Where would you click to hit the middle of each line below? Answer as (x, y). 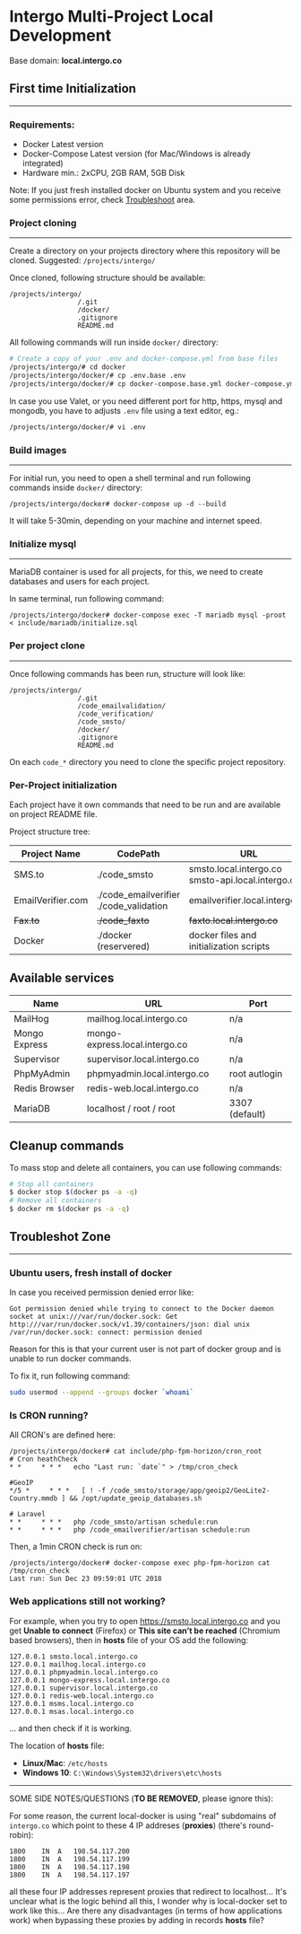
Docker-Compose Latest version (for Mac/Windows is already (136, 154)
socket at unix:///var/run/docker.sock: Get (94, 1317)
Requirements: (42, 125)
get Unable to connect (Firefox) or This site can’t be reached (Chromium (145, 1631)
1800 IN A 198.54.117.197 (69, 1875)
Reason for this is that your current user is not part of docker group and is (146, 1349)
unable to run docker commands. (70, 1358)
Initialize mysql (43, 543)
